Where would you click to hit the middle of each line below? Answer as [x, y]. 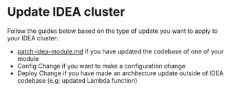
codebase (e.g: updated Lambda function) [77, 80]
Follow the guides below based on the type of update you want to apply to [113, 31]
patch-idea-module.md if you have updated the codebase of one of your [120, 51]
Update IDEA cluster [66, 12]
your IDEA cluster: [33, 38]
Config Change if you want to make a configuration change [101, 66]
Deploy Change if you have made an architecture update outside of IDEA [120, 73]
